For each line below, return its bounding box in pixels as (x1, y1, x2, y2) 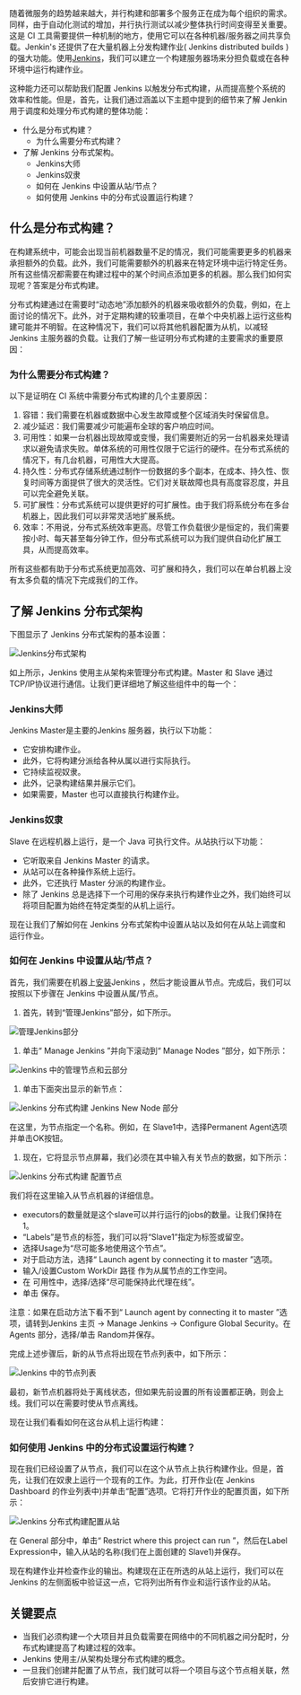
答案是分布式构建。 (32, 279, 104, 290)
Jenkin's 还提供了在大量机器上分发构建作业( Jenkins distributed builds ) (24, 41, 289, 52)
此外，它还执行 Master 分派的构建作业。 (21, 877, 171, 888)
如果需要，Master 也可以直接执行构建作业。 (21, 789, 185, 800)
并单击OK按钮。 (9, 1132, 69, 1143)
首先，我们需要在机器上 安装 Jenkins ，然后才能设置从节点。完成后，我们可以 (9, 977, 292, 988)
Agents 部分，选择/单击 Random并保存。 (9, 1329, 159, 1339)
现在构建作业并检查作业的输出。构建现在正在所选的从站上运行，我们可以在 (9, 1566, 284, 1576)
